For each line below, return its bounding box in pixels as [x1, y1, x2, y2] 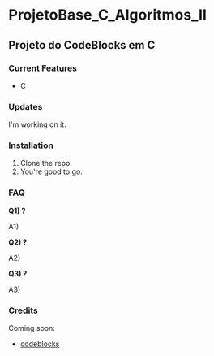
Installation [8, 140, 54, 151]
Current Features [8, 63, 78, 74]
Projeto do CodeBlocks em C [8, 38, 156, 52]
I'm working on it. [8, 119, 66, 129]
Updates [8, 101, 43, 112]
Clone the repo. [19, 158, 73, 168]
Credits [8, 305, 38, 316]
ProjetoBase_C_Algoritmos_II [8, 6, 207, 24]
